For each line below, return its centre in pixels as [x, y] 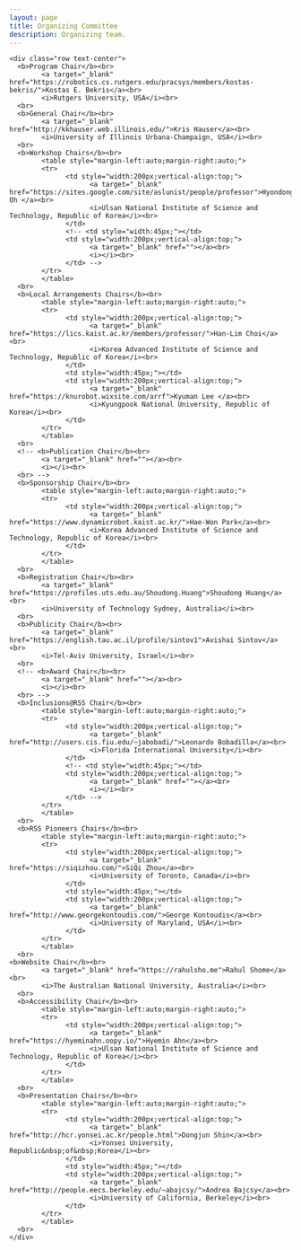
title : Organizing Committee [64, 26]
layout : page [34, 18]
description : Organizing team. [68, 34]
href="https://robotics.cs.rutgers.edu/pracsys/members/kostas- [132, 83]
